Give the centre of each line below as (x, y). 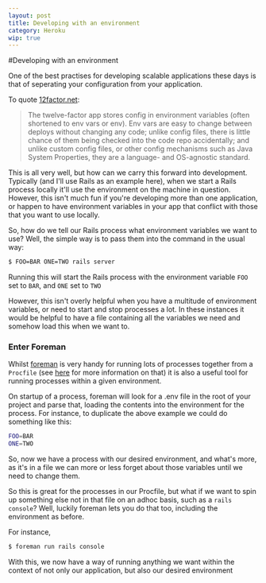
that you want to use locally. (54, 215)
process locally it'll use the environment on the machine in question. (120, 190)
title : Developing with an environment (74, 23)
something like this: (40, 422)
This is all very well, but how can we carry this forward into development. (128, 173)
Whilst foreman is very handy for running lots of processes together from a (131, 364)
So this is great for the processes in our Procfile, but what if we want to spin (132, 492)
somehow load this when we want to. (69, 326)
